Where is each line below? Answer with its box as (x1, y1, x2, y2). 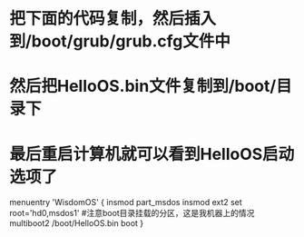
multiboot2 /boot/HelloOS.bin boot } (9, 218, 144, 229)
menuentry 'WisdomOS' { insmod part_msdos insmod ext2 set (9, 197, 242, 208)
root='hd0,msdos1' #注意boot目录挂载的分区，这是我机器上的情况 (9, 208, 255, 219)
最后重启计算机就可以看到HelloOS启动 (9, 143, 295, 164)
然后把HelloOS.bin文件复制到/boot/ (9, 76, 277, 96)
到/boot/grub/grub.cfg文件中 (9, 31, 231, 52)
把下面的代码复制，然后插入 (9, 8, 217, 29)
